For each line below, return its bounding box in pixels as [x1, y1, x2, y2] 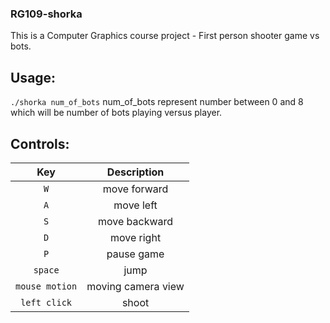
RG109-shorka [10, 7, 83, 21]
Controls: [10, 135, 70, 152]
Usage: [10, 69, 57, 86]
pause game [106, 247, 165, 261]
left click [20, 297, 73, 308]
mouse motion [15, 280, 78, 292]
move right [109, 230, 162, 244]
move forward [102, 182, 169, 196]
